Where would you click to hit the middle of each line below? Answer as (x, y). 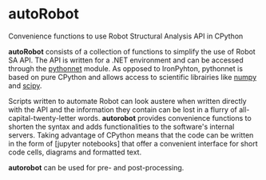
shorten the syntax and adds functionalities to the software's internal (121, 126)
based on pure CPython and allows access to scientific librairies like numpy (133, 77)
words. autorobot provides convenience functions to (165, 118)
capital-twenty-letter (42, 118)
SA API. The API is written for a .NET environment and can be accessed (126, 60)
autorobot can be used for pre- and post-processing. (96, 167)
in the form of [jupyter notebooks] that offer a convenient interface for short (133, 143)
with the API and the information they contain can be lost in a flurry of (123, 110)
